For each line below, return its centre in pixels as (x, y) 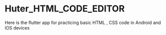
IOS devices (17, 27)
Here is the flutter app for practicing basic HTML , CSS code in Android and (83, 22)
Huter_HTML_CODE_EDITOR (65, 9)
